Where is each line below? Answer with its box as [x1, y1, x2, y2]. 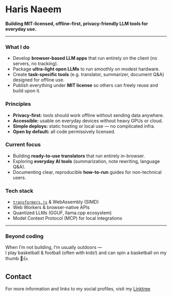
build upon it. [12, 88, 41, 94]
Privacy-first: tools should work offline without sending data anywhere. [12, 112, 164, 118]
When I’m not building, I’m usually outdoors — [5, 244, 102, 250]
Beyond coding [5, 233, 44, 240]
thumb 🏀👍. [5, 256, 29, 262]
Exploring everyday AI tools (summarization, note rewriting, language [12, 158, 160, 164]
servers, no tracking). [12, 60, 58, 67]
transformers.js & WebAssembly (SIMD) [12, 199, 99, 205]
